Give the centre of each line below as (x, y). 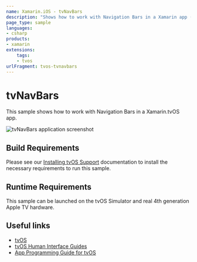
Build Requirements (43, 148)
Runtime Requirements (49, 187)
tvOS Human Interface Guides (51, 246)
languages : (19, 28)
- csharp (17, 34)
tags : (23, 55)
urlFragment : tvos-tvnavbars (42, 66)
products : (18, 39)
